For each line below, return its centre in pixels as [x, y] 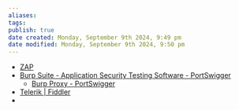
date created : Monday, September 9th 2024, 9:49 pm [95, 37]
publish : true [32, 30]
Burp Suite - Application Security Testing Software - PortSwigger [125, 75]
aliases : [22, 15]
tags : [17, 23]
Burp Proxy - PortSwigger [73, 84]
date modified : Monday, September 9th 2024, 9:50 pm [97, 45]
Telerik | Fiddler [45, 92]
